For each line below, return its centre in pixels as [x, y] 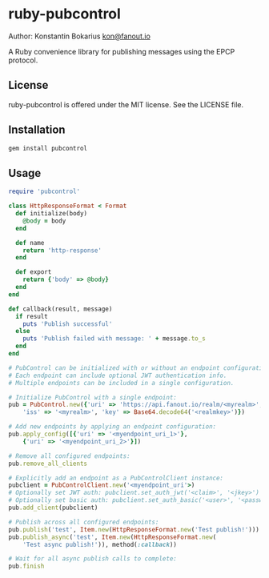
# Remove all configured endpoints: [69, 456]
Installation [37, 130]
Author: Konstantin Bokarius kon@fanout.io [79, 36]
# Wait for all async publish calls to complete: [93, 559]
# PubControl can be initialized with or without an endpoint [114, 368]
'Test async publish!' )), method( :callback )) [100, 544]
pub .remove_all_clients [48, 464]
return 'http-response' [62, 250]
